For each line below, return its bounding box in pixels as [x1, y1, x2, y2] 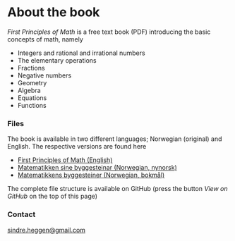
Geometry [17, 78, 47, 87]
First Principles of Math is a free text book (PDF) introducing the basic [7, 27, 211, 36]
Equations [17, 93, 47, 102]
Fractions [17, 63, 45, 72]
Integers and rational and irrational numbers [17, 49, 146, 57]
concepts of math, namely [7, 35, 83, 43]
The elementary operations [17, 56, 97, 64]
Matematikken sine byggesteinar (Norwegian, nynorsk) [17, 163, 178, 172]
